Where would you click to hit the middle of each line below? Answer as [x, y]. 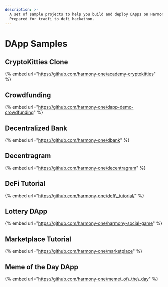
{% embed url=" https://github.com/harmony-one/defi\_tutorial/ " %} [75, 196]
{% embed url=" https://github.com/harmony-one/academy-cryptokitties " [81, 74]
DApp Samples [36, 44]
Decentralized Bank [36, 128]
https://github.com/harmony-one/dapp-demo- [86, 107]
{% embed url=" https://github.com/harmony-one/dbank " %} [67, 140]
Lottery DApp [26, 212]
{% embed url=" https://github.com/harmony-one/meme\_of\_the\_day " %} [82, 279]
